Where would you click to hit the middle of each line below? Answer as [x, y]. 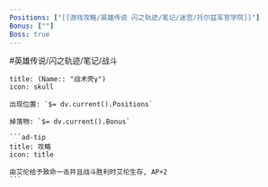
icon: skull [31, 87]
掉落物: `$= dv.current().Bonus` [70, 122]
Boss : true [30, 34]
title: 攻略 [30, 147]
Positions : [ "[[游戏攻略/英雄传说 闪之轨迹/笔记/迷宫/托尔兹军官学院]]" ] [135, 17]
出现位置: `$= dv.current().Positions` [81, 105]
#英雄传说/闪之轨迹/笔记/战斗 [64, 61]
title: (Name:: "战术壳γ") [58, 80]
